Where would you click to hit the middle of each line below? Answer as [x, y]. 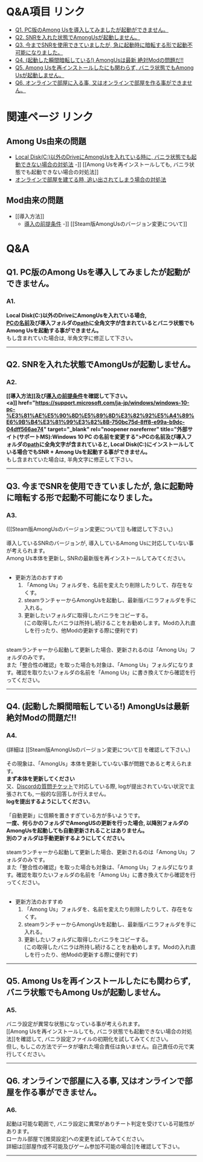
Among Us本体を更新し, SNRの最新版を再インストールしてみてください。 [98, 558]
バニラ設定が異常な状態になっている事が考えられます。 [75, 1024]
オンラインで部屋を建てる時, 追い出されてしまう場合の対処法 [91, 179]
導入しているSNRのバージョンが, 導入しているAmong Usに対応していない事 [100, 543]
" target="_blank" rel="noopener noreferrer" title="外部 [115, 429]
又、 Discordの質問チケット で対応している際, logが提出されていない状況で [98, 786]
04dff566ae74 [25, 429]
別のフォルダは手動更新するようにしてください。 [67, 838]
